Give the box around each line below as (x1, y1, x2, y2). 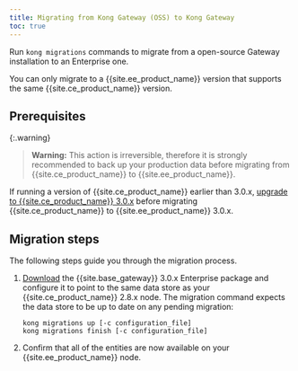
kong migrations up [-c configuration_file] (22, 319, 192, 328)
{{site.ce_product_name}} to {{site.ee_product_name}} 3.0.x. (9, 206, 234, 216)
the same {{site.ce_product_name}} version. (9, 83, 173, 93)
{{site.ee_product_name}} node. (22, 352, 142, 363)
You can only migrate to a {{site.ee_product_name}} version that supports (9, 73, 282, 84)
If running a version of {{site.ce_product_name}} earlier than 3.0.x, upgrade (9, 186, 288, 198)
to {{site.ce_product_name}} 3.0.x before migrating (9, 196, 198, 207)
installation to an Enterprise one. (9, 56, 129, 66)
